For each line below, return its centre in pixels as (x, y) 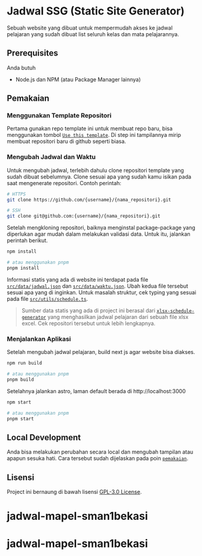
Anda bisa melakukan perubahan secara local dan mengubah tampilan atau (100, 452)
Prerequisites (32, 53)
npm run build (25, 363)
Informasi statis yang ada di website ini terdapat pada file (78, 279)
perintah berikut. (27, 241)
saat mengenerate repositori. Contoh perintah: (64, 183)
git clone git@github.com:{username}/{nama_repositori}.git (84, 216)
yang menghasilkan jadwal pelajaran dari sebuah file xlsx (118, 317)
